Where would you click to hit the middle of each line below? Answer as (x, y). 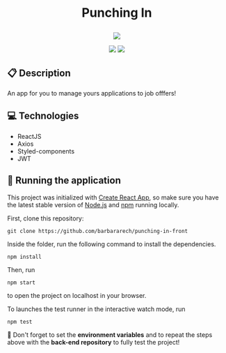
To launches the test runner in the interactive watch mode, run (96, 309)
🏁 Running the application (64, 180)
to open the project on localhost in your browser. (77, 295)
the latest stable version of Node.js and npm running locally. (93, 204)
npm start (22, 283)
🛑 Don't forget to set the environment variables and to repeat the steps (110, 335)
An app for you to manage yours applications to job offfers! (92, 93)
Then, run (21, 269)
